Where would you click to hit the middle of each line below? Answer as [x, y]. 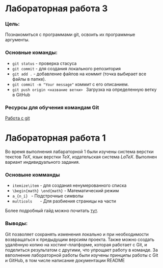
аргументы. [17, 40]
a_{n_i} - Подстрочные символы [48, 196]
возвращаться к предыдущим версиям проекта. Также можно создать [80, 239]
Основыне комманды [33, 175]
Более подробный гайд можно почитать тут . [52, 211]
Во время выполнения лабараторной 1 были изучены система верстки [79, 152]
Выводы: [16, 223]
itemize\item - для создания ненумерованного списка [69, 185]
